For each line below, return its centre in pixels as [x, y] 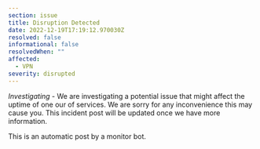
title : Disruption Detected [54, 23]
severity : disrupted [42, 74]
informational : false [44, 45]
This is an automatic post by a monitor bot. [77, 136]
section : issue [33, 15]
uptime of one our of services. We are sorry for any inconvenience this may [130, 104]
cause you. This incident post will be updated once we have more [114, 113]
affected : [24, 60]
